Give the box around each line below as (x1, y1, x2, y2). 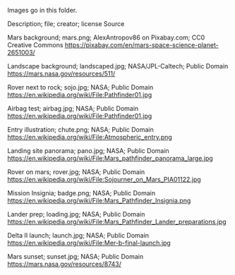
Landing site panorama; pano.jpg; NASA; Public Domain (7, 147, 169, 154)
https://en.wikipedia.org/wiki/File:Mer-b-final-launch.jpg (7, 239, 171, 247)
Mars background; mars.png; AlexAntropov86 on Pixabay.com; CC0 (7, 33, 205, 42)
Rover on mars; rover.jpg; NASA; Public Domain (7, 168, 145, 176)
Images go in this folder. (7, 6, 78, 14)
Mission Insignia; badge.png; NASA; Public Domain (7, 189, 156, 197)
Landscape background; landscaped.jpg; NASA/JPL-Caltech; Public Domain (7, 62, 229, 70)
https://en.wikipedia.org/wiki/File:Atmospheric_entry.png (7, 133, 173, 141)
